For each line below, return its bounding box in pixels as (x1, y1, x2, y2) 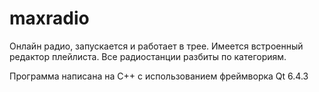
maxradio (9, 7, 90, 30)
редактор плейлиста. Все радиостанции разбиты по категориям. (9, 50, 287, 62)
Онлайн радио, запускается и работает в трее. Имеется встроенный (9, 40, 304, 52)
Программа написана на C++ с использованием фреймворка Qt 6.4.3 (9, 70, 309, 82)
